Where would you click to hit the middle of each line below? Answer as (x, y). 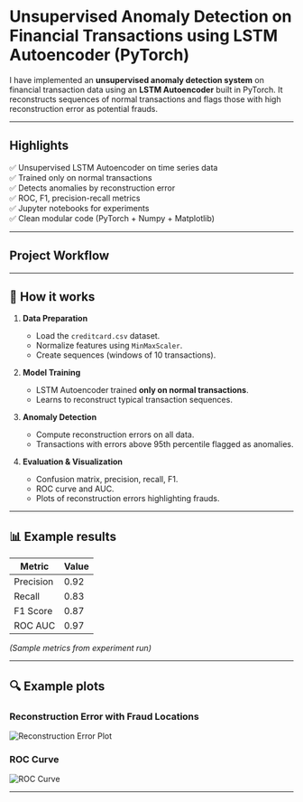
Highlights (39, 146)
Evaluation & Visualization (73, 462)
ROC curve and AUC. (75, 489)
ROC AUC (35, 626)
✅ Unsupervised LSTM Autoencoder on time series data (114, 167)
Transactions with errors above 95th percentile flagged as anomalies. (165, 444)
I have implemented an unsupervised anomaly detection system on (137, 79)
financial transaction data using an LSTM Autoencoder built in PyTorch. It (146, 89)
